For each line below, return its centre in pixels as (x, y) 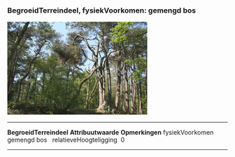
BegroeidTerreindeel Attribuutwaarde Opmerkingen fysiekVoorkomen (111, 133)
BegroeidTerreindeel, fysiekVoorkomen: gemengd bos (102, 10)
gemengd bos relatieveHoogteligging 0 (66, 140)
